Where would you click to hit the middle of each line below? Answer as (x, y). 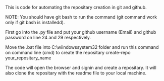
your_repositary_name (28, 58)
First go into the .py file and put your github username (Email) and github (81, 32)
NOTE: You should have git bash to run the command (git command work (81, 17)
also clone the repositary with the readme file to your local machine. (76, 73)
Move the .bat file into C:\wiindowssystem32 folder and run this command (82, 47)
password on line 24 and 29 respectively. (48, 37)
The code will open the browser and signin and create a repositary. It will (81, 68)
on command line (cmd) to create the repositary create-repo (68, 53)
